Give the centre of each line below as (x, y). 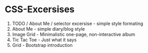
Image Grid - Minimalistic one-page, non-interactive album (73, 34)
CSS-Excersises (40, 9)
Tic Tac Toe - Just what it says (44, 40)
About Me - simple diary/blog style (48, 29)
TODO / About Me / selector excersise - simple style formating (78, 23)
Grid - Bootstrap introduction (42, 45)
